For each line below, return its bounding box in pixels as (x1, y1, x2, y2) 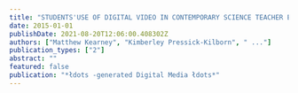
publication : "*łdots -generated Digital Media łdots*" (9, 71, 220, 80)
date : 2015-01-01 (9, 21, 74, 30)
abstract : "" (9, 54, 58, 63)
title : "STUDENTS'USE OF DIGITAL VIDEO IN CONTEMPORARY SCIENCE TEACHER (9, 12, 284, 22)
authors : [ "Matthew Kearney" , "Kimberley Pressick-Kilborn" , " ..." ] (9, 37, 272, 47)
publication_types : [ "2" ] (9, 46, 105, 55)
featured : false (9, 63, 69, 72)
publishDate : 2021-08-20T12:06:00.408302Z (9, 29, 169, 38)
